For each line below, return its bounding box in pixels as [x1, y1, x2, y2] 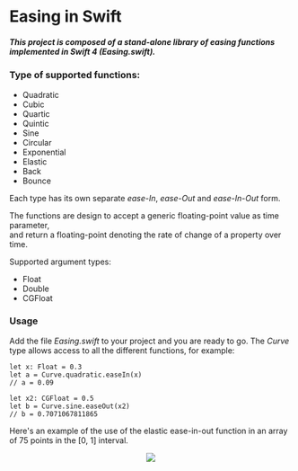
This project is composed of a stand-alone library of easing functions [9, 36, 276, 47]
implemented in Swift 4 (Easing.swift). [9, 46, 156, 57]
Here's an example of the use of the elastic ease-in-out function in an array [9, 425, 288, 436]
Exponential [22, 147, 66, 157]
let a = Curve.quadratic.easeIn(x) [9, 370, 143, 379]
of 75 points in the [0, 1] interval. [9, 434, 128, 446]
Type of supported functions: [9, 69, 141, 82]
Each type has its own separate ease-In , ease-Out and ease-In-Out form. [9, 192, 281, 203]
